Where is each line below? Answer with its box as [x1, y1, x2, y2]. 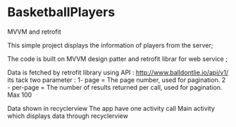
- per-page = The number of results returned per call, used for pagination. [7, 83, 223, 91]
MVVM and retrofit [7, 27, 61, 36]
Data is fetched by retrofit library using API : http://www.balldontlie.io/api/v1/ [7, 68, 229, 76]
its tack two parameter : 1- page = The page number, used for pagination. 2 [7, 75, 226, 84]
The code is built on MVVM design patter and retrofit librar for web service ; [7, 54, 228, 63]
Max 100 [7, 91, 32, 99]
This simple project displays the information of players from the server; [7, 41, 213, 49]
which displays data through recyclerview [7, 112, 128, 120]
